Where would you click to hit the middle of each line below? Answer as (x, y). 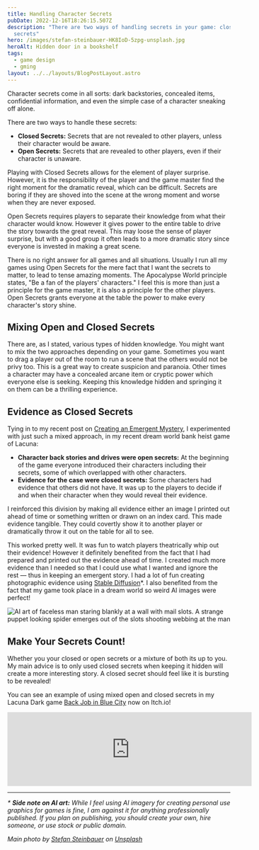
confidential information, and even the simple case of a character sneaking (116, 101)
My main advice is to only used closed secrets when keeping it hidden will (115, 666)
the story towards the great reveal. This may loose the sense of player (109, 231)
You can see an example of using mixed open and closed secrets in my (111, 694)
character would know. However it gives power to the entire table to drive (114, 223)
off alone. (21, 108)
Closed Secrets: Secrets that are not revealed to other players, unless (120, 136)
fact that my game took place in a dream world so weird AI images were (112, 590)
